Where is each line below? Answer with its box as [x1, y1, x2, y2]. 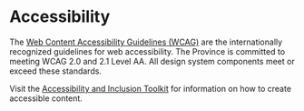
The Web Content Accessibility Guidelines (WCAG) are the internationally [9, 36, 283, 47]
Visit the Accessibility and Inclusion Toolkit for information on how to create [9, 83, 292, 94]
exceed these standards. [9, 66, 103, 76]
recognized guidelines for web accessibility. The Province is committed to [9, 45, 286, 56]
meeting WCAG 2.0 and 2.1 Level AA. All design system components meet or [9, 55, 295, 66]
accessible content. [9, 93, 83, 104]
